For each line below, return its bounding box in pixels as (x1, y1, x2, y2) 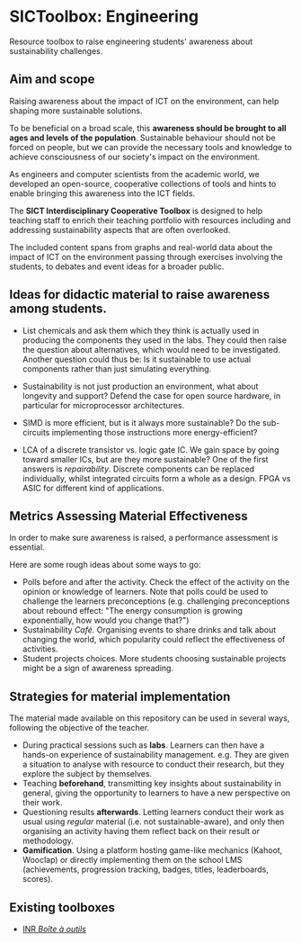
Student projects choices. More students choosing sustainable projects (22, 653, 287, 664)
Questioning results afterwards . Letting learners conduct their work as (22, 807, 285, 818)
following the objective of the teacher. (9, 723, 150, 733)
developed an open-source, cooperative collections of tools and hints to (9, 178, 277, 189)
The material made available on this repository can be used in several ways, (9, 713, 290, 723)
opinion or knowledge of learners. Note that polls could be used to (22, 587, 269, 597)
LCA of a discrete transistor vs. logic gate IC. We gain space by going (22, 444, 279, 455)
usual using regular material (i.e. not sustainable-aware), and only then (22, 816, 285, 827)
